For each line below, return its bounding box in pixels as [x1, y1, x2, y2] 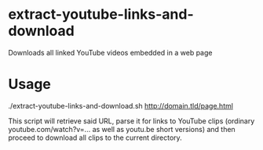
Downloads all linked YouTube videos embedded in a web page [8, 48, 213, 57]
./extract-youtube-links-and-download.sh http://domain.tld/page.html [8, 101, 234, 110]
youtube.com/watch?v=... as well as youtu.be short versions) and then [8, 124, 236, 134]
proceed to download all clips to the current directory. [8, 133, 182, 142]
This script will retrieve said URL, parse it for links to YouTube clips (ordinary [8, 116, 255, 126]
